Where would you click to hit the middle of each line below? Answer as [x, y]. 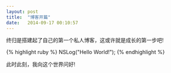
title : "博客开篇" [28, 17]
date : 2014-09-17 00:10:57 [42, 23]
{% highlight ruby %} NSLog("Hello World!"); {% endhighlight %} [85, 52]
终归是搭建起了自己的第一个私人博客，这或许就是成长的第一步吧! [85, 40]
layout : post [22, 12]
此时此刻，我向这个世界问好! [41, 64]
